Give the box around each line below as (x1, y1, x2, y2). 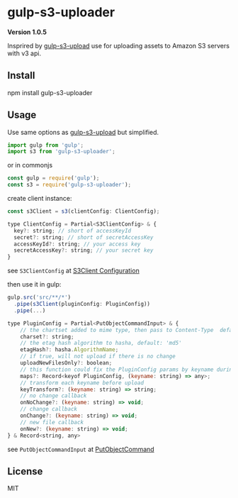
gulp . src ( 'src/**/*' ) (7, 294, 72, 301)
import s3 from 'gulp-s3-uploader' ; (7, 148, 115, 155)
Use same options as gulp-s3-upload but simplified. (7, 128, 159, 136)
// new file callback (20, 419, 84, 426)
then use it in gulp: (7, 280, 62, 289)
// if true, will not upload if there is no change (20, 353, 176, 360)
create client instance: (7, 194, 72, 203)
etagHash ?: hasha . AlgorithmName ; (20, 346, 119, 353)
